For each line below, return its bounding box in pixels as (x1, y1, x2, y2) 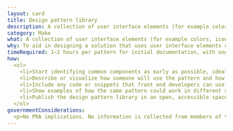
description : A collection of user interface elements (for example (7, 23, 209, 30)
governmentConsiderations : (7, 107, 85, 114)
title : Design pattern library (7, 17, 98, 24)
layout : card (7, 10, 45, 17)
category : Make (7, 29, 51, 37)
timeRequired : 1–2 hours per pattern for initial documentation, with (7, 49, 216, 56)
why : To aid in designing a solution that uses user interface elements (7, 42, 222, 49)
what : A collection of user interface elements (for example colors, (7, 36, 213, 43)
